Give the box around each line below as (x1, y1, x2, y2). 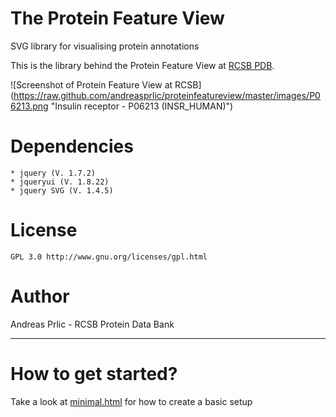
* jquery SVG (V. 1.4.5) (10, 185, 114, 196)
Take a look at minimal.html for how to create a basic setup (10, 395, 253, 407)
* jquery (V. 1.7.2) (10, 168, 97, 178)
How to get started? (10, 362, 178, 385)
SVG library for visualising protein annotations (10, 40, 200, 52)
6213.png (10, 100, 49, 112)
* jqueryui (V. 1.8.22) (10, 177, 110, 187)
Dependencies (10, 135, 134, 158)
